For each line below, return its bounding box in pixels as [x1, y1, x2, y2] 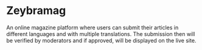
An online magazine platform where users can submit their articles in [6, 24, 179, 31]
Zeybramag [6, 4, 66, 18]
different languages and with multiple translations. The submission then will [6, 30, 195, 37]
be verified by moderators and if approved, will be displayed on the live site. [6, 37, 197, 44]
